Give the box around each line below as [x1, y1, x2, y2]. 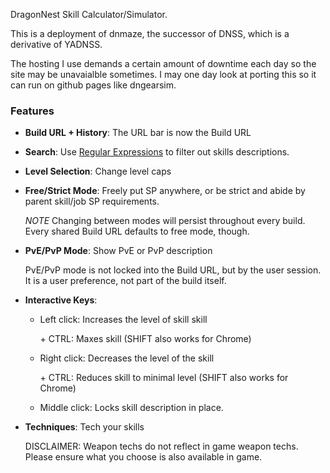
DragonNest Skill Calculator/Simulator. [10, 9, 168, 20]
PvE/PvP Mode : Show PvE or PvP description [24, 245, 213, 257]
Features [10, 104, 55, 118]
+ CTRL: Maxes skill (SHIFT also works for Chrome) [39, 333, 252, 345]
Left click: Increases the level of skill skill [39, 314, 208, 326]
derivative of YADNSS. [10, 39, 103, 50]
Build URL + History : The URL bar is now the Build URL [24, 127, 252, 139]
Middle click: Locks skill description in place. [39, 402, 224, 414]
